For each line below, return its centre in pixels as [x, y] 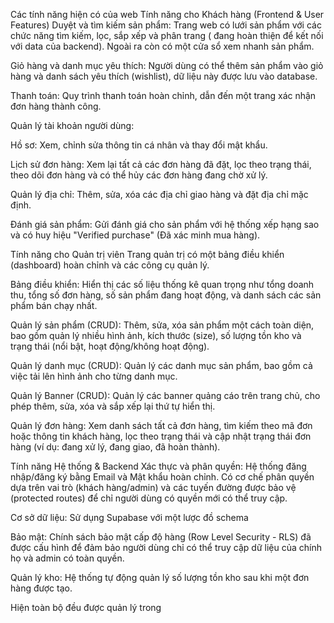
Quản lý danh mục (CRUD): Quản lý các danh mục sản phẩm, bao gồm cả [161, 365]
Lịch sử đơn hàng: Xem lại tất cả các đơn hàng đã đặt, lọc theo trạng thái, [161, 164]
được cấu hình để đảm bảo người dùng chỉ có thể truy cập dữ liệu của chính [166, 547]
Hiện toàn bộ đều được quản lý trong [86, 607]
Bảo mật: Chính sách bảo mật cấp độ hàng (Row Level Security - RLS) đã [161, 537]
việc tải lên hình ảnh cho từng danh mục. [94, 376]
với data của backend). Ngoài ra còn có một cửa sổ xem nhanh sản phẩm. [162, 46]
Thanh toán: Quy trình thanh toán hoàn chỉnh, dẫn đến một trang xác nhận [163, 95]
